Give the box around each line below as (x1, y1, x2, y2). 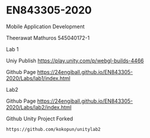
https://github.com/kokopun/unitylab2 (6, 126, 101, 132)
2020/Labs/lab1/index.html (6, 75, 70, 82)
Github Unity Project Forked (6, 115, 73, 122)
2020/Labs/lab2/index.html (6, 103, 72, 110)
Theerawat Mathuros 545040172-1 (6, 34, 90, 41)
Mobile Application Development (6, 23, 85, 30)
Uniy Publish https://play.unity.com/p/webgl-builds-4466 (6, 57, 144, 64)
